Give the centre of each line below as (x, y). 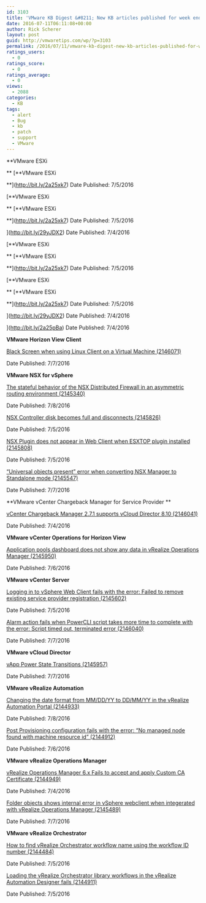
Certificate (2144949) (34, 779)
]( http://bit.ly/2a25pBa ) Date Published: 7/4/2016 (68, 327)
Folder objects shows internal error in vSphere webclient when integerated (101, 803)
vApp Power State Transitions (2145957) (57, 664)
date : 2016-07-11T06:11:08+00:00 (49, 23)
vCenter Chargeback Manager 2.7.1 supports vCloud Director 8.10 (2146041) (102, 514)
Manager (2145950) (32, 556)
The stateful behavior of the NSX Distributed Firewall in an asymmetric (95, 387)
